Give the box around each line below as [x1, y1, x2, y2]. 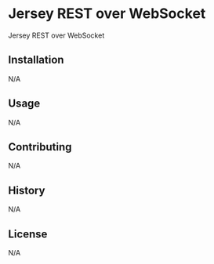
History [8, 183, 45, 197]
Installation [8, 53, 64, 67]
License [8, 227, 48, 240]
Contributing [8, 140, 72, 154]
